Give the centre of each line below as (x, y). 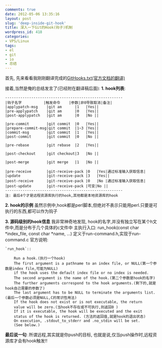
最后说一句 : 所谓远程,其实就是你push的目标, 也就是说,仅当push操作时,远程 (79, 335)
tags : (10, 46)
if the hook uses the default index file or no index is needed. (81, 273)
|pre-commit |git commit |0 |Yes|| (52, 124)
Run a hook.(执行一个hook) (40, 258)
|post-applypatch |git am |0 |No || (52, 116)
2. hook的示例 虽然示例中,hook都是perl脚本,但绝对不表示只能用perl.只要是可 (81, 205)
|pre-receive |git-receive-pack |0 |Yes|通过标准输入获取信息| (75, 172)
